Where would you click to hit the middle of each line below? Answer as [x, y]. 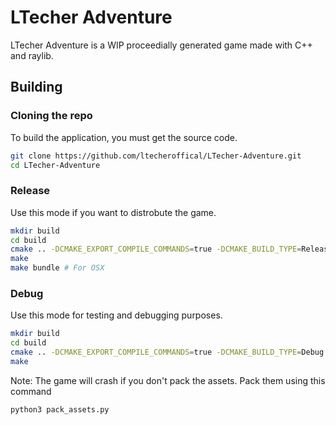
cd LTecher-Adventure [55, 165]
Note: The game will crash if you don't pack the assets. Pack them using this [168, 380]
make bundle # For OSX [57, 268]
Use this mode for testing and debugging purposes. [116, 315]
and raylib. [32, 55]
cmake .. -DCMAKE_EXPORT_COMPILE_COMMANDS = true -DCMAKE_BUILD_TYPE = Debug [167, 352]
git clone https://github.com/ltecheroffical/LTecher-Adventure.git [156, 156]
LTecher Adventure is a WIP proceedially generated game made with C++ [161, 45]
